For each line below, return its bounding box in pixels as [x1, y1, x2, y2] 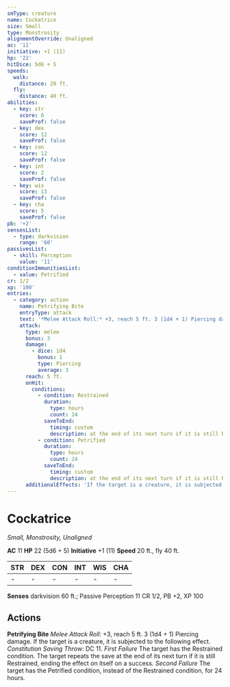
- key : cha [13, 201, 44, 208]
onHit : [25, 379, 44, 386]
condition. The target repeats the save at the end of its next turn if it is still [7, 652, 216, 660]
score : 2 [19, 169, 44, 176]
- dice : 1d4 [31, 347, 66, 355]
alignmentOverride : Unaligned [7, 36, 94, 42]
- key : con [13, 144, 44, 151]
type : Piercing [37, 360, 81, 367]
